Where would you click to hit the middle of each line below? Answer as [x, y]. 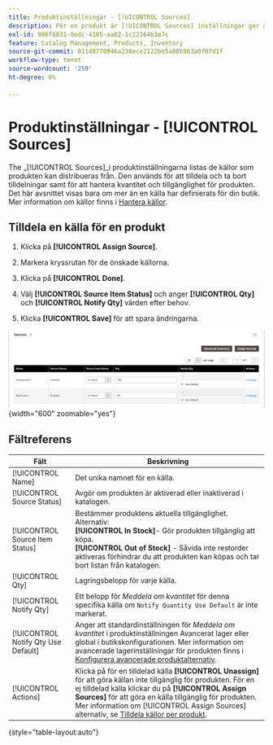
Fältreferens [40, 439]
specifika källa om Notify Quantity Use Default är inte [167, 605]
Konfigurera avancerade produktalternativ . [146, 660]
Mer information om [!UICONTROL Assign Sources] [160, 705]
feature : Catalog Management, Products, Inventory [96, 43]
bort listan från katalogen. [118, 565]
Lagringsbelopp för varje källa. [126, 581]
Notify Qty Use [37, 642]
